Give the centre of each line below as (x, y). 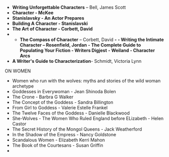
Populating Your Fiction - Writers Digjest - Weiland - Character (87, 50)
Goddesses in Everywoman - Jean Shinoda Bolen (64, 91)
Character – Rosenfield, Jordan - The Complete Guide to (80, 45)
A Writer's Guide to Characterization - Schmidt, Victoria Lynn (77, 61)
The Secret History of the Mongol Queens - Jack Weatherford (77, 129)
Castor (19, 124)
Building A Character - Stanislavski (50, 23)
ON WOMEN (18, 71)
